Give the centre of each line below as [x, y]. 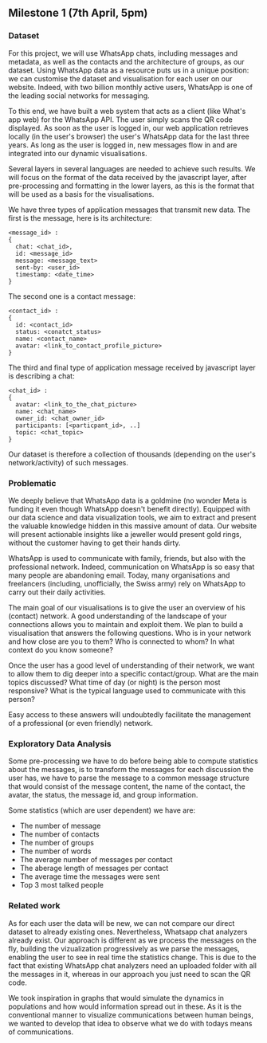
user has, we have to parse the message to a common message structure [129, 778]
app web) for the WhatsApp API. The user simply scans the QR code [120, 120]
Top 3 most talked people [61, 885]
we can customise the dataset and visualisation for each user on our [120, 78]
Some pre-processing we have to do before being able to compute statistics [133, 761]
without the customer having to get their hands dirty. [94, 543]
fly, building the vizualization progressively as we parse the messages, [124, 948]
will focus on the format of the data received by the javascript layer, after [128, 177]
